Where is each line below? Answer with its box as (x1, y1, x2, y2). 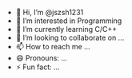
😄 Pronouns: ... (15, 53, 68, 63)
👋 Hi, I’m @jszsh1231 (15, 8, 84, 17)
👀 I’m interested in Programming (15, 16, 122, 25)
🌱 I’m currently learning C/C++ (15, 25, 118, 33)
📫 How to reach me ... (15, 42, 90, 51)
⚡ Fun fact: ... (15, 62, 60, 72)
